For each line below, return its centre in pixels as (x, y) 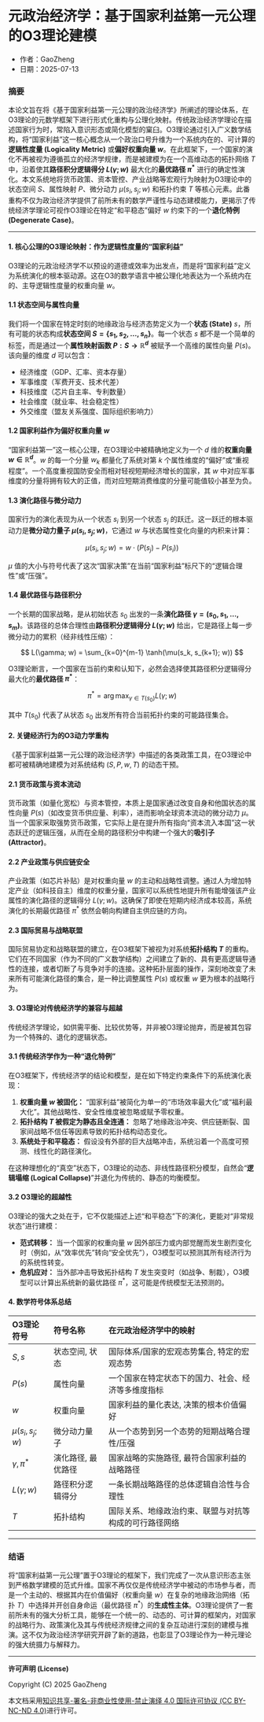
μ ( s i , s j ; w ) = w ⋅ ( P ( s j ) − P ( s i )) (132, 549)
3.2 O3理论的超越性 (40, 1197)
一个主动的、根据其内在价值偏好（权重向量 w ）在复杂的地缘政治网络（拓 (132, 1595)
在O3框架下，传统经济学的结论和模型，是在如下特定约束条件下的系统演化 (126, 1075)
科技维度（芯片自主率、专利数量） (75, 391)
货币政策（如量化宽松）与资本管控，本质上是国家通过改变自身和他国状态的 (128, 803)
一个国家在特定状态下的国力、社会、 (176, 1378)
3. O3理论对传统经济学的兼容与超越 (66, 1007)
